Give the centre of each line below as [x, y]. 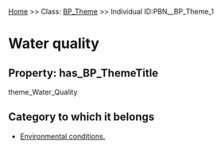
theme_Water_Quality [43, 92]
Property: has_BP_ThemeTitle [84, 73]
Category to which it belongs [82, 117]
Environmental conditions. [62, 136]
